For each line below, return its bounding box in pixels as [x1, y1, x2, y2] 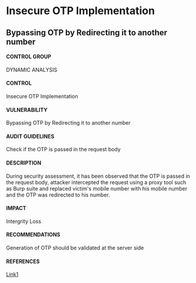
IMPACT [6, 205, 26, 212]
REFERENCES [6, 258, 40, 265]
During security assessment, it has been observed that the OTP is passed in [6, 172, 190, 179]
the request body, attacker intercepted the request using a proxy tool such [6, 178, 187, 186]
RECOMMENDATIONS [6, 231, 61, 238]
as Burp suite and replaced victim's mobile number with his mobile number [6, 185, 188, 192]
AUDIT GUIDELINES [6, 132, 55, 139]
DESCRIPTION [6, 159, 42, 166]
